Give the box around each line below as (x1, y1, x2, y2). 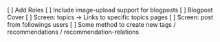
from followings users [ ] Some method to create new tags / (7, 21, 176, 28)
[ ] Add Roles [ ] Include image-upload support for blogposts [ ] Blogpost (7, 6, 213, 14)
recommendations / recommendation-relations (7, 28, 140, 36)
